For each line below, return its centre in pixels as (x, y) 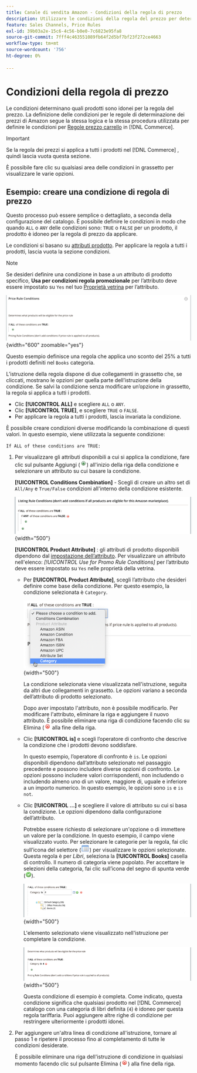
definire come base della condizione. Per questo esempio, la (96, 586)
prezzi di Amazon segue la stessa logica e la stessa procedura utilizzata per (98, 121)
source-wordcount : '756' (36, 50)
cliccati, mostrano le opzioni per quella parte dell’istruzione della (84, 380)
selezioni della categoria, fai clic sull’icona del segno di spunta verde (106, 869)
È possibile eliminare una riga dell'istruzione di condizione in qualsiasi (99, 1057)
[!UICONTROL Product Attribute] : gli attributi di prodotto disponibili (97, 550)
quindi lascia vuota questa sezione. (49, 156)
